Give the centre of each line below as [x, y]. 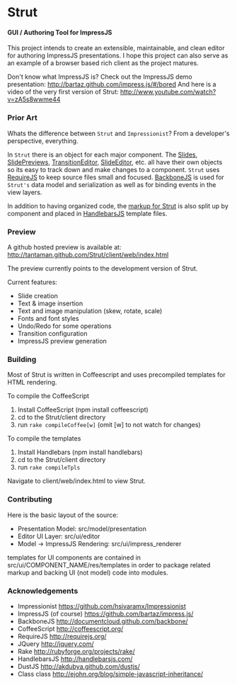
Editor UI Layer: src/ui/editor [59, 536]
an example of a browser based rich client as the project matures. [103, 63]
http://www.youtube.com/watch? [168, 92]
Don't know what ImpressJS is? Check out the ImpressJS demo [100, 77]
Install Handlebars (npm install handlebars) [80, 452]
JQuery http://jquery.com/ [56, 644]
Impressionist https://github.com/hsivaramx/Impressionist [102, 606]
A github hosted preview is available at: [64, 247]
